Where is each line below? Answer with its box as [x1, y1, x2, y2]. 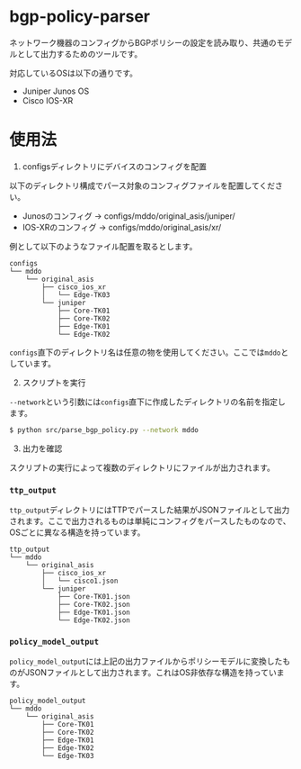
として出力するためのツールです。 [16, 48, 143, 59]
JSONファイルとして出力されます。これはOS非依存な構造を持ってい [24, 667, 277, 678]
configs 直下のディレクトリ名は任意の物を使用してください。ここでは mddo [9, 347, 281, 357]
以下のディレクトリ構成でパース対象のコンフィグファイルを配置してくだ [9, 180, 276, 191]
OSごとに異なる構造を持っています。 [9, 527, 146, 538]
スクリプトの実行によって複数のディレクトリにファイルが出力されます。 [9, 462, 276, 473]
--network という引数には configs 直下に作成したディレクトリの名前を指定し [9, 396, 286, 407]
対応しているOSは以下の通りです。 [9, 68, 137, 78]
